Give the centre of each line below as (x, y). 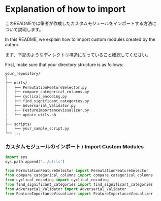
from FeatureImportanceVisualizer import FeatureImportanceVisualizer (79, 194)
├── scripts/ (18, 124)
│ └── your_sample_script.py (37, 129)
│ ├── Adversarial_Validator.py (41, 106)
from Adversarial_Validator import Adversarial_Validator (66, 189)
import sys (16, 157)
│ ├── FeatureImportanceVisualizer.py (47, 110)
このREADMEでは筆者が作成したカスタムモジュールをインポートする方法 (79, 23)
